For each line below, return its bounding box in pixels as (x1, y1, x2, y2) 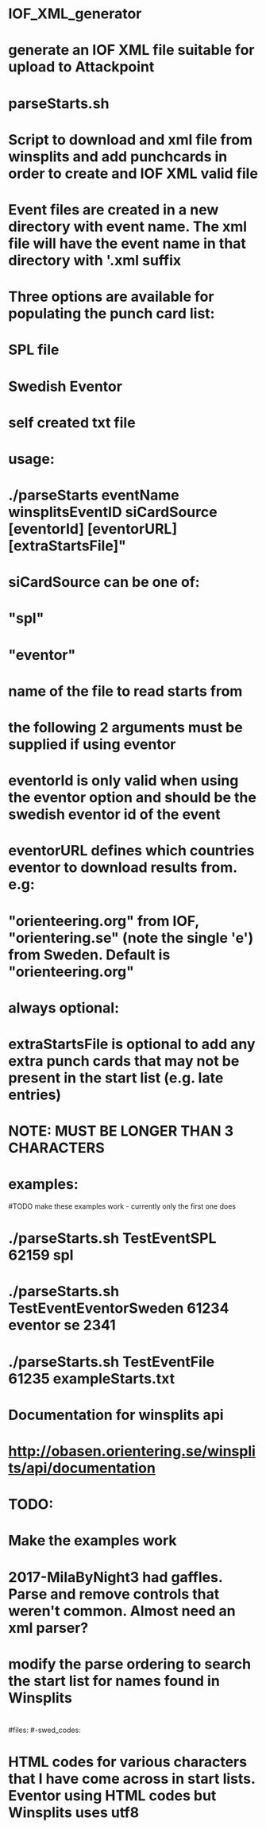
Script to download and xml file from (8, 130, 253, 149)
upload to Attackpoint (8, 58, 155, 76)
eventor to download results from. (8, 859, 237, 877)
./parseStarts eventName (8, 486, 180, 504)
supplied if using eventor (8, 735, 176, 753)
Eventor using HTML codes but (8, 1787, 217, 1805)
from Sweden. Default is (8, 946, 171, 963)
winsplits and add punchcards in (8, 148, 228, 165)
